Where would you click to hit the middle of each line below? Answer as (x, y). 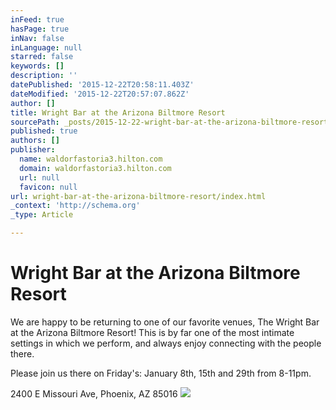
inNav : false (37, 38)
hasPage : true (40, 29)
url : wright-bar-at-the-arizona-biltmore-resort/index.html (138, 196)
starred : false (42, 57)
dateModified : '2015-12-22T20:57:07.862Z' (100, 94)
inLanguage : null (46, 47)
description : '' (44, 76)
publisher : (33, 150)
